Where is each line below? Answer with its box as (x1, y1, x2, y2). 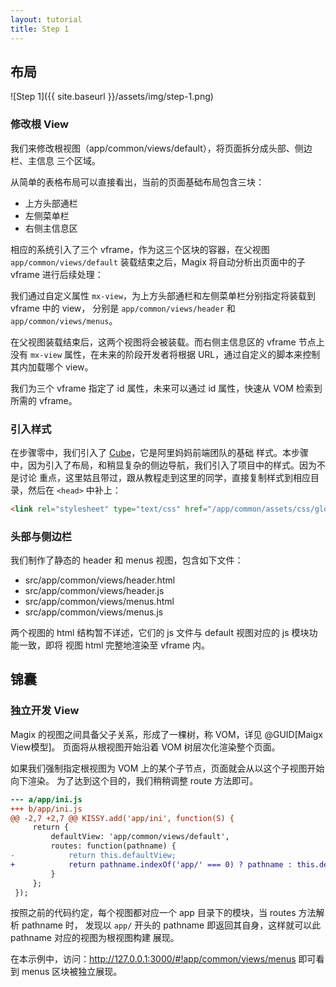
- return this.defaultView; (10, 851, 177, 861)
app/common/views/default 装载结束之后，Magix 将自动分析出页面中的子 (10, 256, 306, 268)
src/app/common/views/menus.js (24, 606, 164, 618)
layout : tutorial (10, 14, 83, 25)
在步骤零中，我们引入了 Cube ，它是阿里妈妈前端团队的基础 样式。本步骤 (10, 446, 310, 458)
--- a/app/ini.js (10, 794, 83, 805)
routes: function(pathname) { (50, 841, 177, 851)
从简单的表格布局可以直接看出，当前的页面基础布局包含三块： (10, 176, 265, 188)
